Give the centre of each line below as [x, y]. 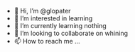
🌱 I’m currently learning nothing [60, 26]
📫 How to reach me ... [47, 41]
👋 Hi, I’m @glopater [42, 11]
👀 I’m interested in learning [53, 18]
